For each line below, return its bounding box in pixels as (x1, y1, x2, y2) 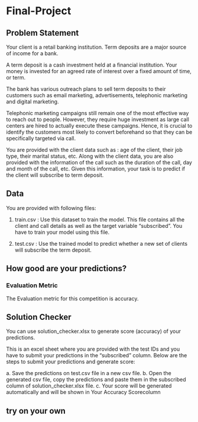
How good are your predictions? (6, 264, 127, 274)
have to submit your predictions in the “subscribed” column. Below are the (6, 352, 187, 359)
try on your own (6, 405, 66, 416)
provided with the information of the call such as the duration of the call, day (6, 159, 192, 166)
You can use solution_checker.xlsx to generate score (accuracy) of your (6, 328, 181, 335)
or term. (6, 74, 25, 81)
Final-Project (6, 4, 72, 18)
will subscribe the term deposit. (14, 246, 92, 253)
